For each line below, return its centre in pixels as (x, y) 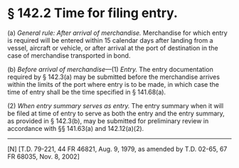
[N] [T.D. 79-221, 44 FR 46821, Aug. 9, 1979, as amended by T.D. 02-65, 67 (117, 149)
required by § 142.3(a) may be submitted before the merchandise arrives (114, 77)
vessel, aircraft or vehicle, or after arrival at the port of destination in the (113, 48)
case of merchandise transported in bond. (69, 56)
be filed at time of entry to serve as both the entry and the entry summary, (116, 113)
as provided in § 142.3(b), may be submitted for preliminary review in (108, 121)
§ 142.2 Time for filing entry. (92, 13)
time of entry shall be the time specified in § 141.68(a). (86, 92)
